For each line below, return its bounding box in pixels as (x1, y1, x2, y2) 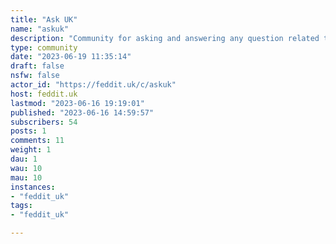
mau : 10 (10, 172, 43, 183)
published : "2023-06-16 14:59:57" (10, 107, 155, 118)
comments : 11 (10, 136, 65, 146)
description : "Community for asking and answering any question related (10, 33, 320, 43)
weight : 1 (10, 145, 52, 155)
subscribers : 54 (10, 117, 78, 127)
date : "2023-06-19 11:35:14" (10, 52, 132, 62)
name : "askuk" (10, 24, 70, 34)
